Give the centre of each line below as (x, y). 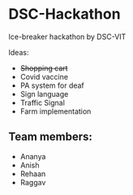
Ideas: (19, 52)
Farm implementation (56, 111)
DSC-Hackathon (64, 14)
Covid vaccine (44, 76)
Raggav (33, 182)
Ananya (33, 156)
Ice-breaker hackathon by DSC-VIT (67, 37)
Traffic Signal (42, 102)
